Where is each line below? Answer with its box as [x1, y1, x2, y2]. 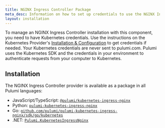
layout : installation [5, 16, 50, 21]
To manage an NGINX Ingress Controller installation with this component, [5, 30, 153, 36]
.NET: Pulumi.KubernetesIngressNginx [12, 117, 88, 123]
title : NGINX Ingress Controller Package [5, 7, 91, 12]
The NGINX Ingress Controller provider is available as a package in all [5, 83, 146, 88]
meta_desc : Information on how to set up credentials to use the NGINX [5, 12, 155, 17]
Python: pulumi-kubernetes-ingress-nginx [12, 103, 98, 108]
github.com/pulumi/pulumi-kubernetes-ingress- [20, 108, 118, 114]
